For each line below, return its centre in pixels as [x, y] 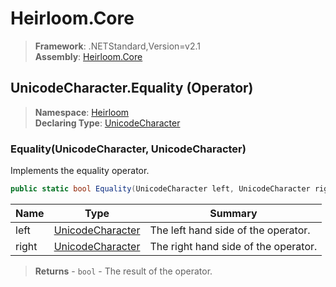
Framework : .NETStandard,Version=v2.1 [117, 46]
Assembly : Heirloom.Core [88, 56]
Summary [233, 213]
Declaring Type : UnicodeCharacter [107, 123]
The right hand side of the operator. [233, 246]
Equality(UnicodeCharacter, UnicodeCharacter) [128, 149]
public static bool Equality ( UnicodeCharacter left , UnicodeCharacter [160, 189]
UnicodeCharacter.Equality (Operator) [132, 88]
